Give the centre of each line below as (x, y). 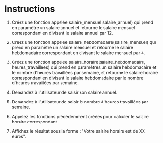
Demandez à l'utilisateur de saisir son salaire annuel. (64, 92)
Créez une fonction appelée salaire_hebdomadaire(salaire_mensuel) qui (84, 42)
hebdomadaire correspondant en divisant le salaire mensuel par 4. (78, 53)
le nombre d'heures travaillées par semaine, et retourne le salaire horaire (85, 72)
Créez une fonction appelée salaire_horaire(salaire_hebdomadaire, (78, 62)
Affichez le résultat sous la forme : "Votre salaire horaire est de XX (78, 131)
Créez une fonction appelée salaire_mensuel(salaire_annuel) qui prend (82, 22)
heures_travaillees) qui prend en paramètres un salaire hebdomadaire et (84, 67)
